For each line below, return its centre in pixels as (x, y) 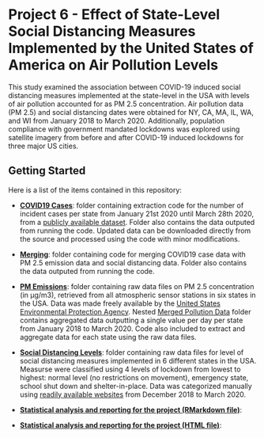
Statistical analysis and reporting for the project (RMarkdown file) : (131, 409)
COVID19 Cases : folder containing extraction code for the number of (132, 205)
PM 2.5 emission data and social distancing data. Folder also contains (133, 262)
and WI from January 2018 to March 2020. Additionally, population (117, 120)
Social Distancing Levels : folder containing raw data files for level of (132, 352)
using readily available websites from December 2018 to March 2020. (133, 394)
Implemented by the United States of (131, 48)
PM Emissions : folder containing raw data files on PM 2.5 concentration (137, 286)
